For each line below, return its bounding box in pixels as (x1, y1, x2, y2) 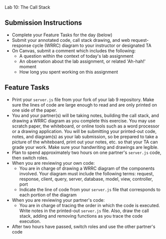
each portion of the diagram (19, 192, 77, 198)
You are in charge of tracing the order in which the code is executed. (19, 202, 160, 208)
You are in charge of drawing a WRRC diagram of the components (19, 165, 155, 171)
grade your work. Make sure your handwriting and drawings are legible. (11, 144, 159, 150)
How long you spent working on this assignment (19, 69, 118, 75)
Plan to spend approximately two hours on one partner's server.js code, (11, 149, 162, 155)
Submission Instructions (4, 18, 83, 27)
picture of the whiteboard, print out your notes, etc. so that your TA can (11, 139, 158, 145)
